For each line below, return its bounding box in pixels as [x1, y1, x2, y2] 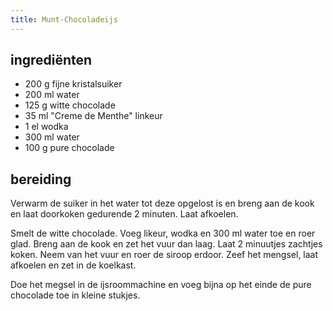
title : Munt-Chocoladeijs [10, 14, 118, 25]
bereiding [10, 171, 72, 188]
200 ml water [24, 89, 80, 101]
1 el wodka [24, 121, 69, 133]
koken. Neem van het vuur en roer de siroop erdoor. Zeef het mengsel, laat [10, 249, 319, 261]
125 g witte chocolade [24, 99, 116, 111]
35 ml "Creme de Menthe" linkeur [24, 110, 163, 122]
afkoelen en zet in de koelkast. [10, 259, 137, 271]
